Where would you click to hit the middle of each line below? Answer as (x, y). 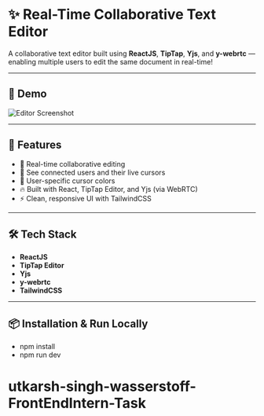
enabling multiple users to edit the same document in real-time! (111, 61)
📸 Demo (27, 94)
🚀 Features (35, 145)
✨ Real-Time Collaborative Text (112, 15)
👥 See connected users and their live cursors (92, 172)
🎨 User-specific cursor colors (67, 180)
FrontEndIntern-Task (77, 403)
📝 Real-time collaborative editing (72, 164)
